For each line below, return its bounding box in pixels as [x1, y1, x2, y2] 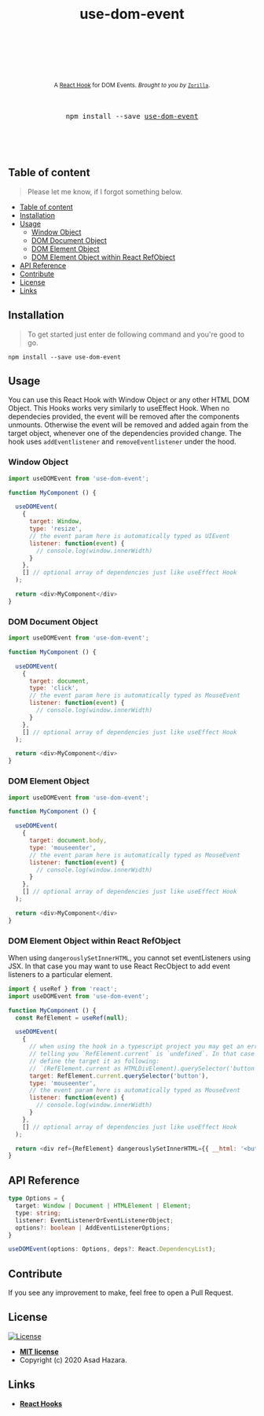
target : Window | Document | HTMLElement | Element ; [15, 1202, 192, 1210]
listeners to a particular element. [8, 969, 113, 979]
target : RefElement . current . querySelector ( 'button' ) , [28, 1071, 210, 1080]
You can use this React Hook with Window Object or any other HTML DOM [8, 395, 250, 404]
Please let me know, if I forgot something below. [27, 186, 183, 196]
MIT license [19, 1347, 59, 1356]
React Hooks [19, 1399, 63, 1408]
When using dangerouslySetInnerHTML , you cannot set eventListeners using [8, 953, 251, 962]
